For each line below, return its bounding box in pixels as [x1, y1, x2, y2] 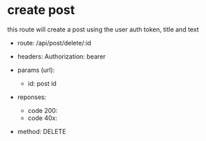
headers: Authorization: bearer [17, 52, 106, 61]
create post [7, 2, 75, 18]
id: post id [27, 79, 57, 87]
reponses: [17, 93, 47, 101]
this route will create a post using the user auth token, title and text [7, 25, 199, 34]
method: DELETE [17, 127, 66, 135]
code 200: [27, 106, 58, 114]
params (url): [17, 66, 55, 74]
